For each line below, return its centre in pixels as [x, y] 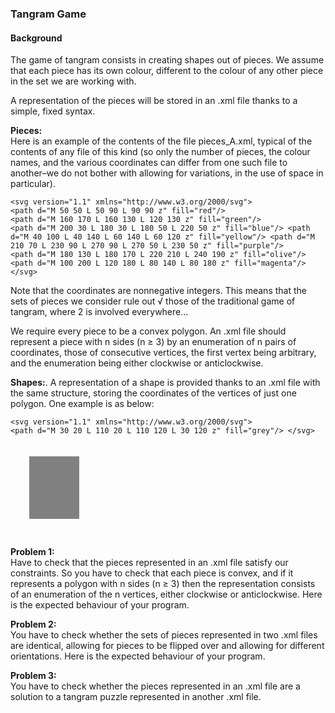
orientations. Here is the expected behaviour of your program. [138, 656]
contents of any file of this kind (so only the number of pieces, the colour [160, 152]
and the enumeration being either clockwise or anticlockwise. [137, 363]
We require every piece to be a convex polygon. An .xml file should [148, 331]
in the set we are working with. [73, 81]
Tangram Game [48, 14]
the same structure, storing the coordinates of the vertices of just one [153, 393]
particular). [33, 184]
